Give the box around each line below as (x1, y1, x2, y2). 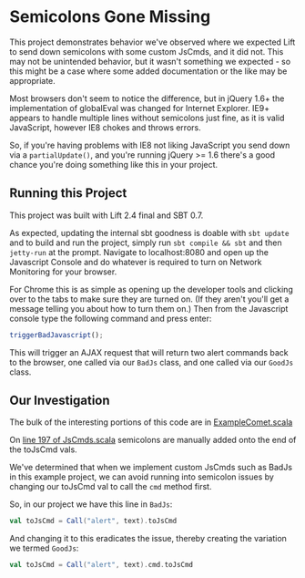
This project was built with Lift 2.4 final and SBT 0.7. (9, 210, 204, 221)
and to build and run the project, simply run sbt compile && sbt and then (9, 237, 282, 248)
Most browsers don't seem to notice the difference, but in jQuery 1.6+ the (9, 93, 285, 104)
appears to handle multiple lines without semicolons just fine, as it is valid (9, 112, 285, 123)
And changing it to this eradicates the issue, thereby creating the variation (9, 533, 287, 544)
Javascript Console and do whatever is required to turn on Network (9, 256, 262, 267)
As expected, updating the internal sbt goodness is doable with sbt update (9, 227, 290, 238)
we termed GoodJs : (9, 542, 79, 553)
